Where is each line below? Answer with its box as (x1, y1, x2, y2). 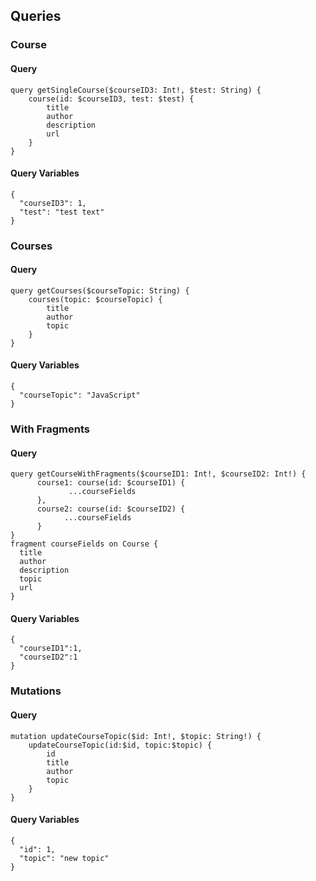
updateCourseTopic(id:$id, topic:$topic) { (28, 740, 213, 750)
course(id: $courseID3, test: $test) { (28, 94, 195, 104)
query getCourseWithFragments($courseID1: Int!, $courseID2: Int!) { (10, 469, 307, 479)
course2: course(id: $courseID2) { (36, 504, 186, 514)
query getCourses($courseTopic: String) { (10, 285, 190, 296)
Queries (10, 8, 62, 25)
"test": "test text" (19, 207, 105, 217)
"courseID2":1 (19, 652, 78, 663)
